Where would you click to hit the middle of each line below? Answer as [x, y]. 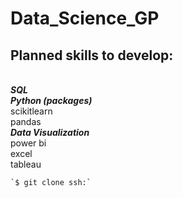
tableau [26, 164]
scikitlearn [31, 111]
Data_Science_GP [85, 18]
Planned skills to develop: [92, 55]
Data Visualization [50, 132]
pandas [26, 121]
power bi [28, 143]
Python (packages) [51, 100]
